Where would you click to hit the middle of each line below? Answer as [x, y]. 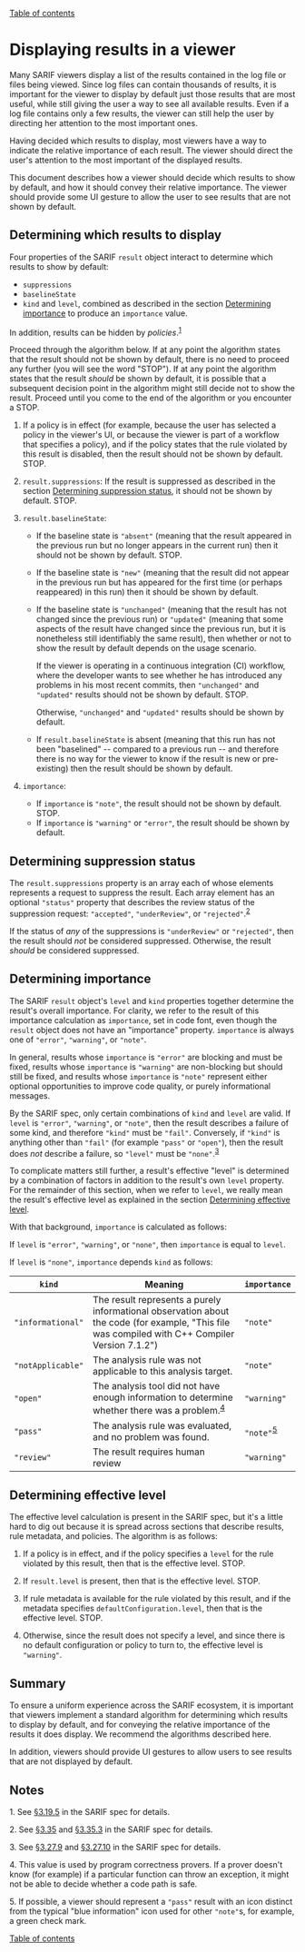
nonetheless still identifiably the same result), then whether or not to [164, 638]
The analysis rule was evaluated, [162, 1425]
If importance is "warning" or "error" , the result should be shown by [163, 823]
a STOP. [25, 408]
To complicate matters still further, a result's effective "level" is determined [149, 1171]
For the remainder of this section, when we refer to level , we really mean [146, 1190]
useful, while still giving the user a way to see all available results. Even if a [149, 104]
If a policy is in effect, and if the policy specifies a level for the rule [148, 1554]
